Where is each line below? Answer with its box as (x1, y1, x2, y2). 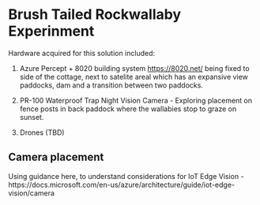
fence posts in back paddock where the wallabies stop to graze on (19, 104, 237, 114)
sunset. (19, 112, 44, 121)
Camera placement (8, 151, 104, 164)
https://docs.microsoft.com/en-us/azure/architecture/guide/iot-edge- (8, 180, 236, 189)
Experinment (8, 22, 95, 40)
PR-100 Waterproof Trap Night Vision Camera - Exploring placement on (19, 95, 253, 105)
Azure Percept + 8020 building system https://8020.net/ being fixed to (19, 63, 251, 73)
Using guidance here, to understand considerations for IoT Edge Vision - (8, 171, 244, 181)
